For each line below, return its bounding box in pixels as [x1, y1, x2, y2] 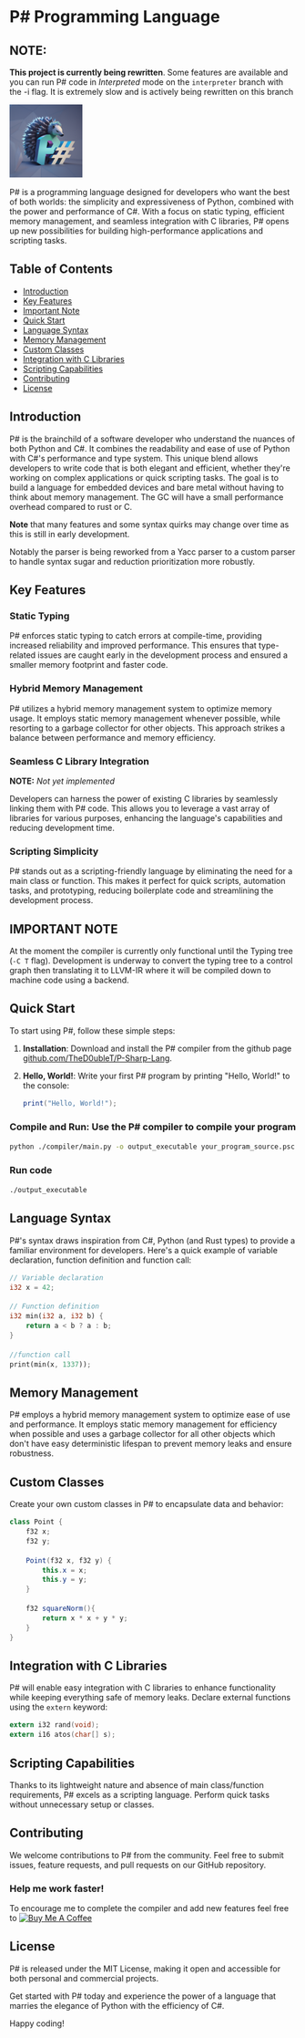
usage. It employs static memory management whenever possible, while [9, 712, 280, 723]
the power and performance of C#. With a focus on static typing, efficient [9, 206, 285, 216]
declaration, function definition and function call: [9, 1254, 192, 1265]
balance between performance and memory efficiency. [9, 732, 217, 743]
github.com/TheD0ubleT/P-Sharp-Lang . [22, 1052, 173, 1064]
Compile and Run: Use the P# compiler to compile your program [9, 1120, 297, 1133]
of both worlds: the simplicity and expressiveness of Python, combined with [9, 196, 294, 207]
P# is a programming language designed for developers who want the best [9, 187, 290, 197]
